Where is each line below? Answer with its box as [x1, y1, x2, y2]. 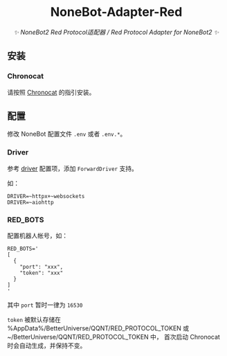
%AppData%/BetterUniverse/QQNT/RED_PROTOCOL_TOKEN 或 [7, 324, 190, 332]
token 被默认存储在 [7, 316, 61, 324]
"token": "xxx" [19, 269, 64, 277]
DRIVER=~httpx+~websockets [7, 193, 85, 199]
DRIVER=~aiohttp [7, 199, 54, 206]
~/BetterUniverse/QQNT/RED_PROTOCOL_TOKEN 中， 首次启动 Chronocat [7, 333, 220, 341]
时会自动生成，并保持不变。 [7, 341, 87, 350]
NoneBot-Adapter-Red [50, 4, 183, 20]
